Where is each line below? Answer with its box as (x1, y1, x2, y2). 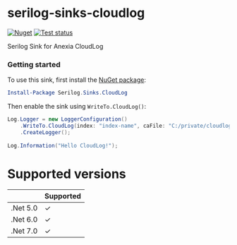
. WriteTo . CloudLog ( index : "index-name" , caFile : (20, 122, 166, 129)
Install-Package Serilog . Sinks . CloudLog (7, 90, 128, 97)
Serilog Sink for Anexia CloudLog (7, 42, 104, 50)
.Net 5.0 (11, 203, 38, 213)
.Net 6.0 (11, 215, 38, 225)
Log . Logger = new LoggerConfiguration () (7, 116, 128, 123)
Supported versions (7, 166, 127, 181)
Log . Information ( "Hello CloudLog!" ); (7, 142, 119, 149)
